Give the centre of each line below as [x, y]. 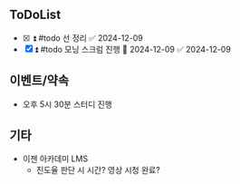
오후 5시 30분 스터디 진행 [67, 104]
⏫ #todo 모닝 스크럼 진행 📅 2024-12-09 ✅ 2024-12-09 [132, 49]
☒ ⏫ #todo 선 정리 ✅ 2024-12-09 [82, 38]
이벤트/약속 [39, 81]
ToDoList [35, 15]
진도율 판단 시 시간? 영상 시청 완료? [98, 170]
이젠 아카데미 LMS [55, 159]
